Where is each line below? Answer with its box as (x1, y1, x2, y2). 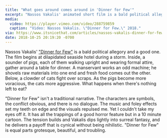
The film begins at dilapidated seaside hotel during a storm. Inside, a (5, 54, 146, 60)
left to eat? (5, 86, 27, 92)
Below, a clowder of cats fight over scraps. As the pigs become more (5, 75, 147, 81)
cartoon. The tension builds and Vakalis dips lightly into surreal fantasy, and (5, 117, 160, 123)
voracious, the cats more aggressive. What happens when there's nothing (5, 80, 157, 86)
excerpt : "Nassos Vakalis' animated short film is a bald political (5, 12, 150, 17)
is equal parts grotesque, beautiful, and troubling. (5, 127, 106, 133)
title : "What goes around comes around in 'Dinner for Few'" (5, 7, 135, 12)
